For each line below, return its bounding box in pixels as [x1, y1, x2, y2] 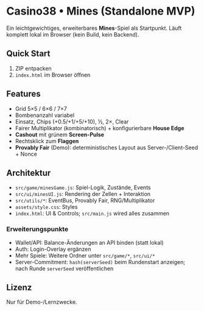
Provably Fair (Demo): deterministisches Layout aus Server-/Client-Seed [15, 144, 199, 151]
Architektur [6, 167, 51, 178]
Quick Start [6, 49, 51, 59]
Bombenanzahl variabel [15, 111, 75, 119]
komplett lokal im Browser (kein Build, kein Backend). [6, 30, 139, 38]
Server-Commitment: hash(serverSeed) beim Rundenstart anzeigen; [15, 258, 186, 265]
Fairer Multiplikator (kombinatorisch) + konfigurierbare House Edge [15, 124, 185, 131]
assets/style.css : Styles [15, 203, 78, 211]
